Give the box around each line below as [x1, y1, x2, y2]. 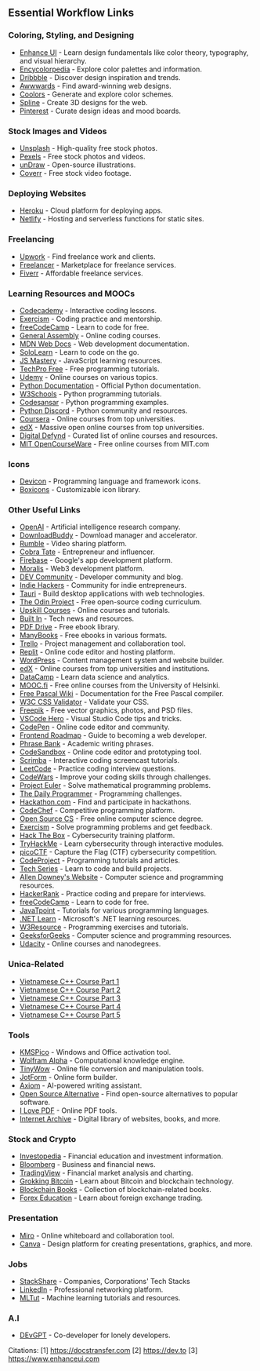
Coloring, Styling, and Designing [8, 30, 135, 41]
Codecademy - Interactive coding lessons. [19, 305, 157, 315]
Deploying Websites [8, 188, 87, 199]
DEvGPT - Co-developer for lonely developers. [19, 1330, 171, 1340]
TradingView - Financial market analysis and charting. [19, 1169, 193, 1178]
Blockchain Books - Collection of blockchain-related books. [19, 1185, 211, 1194]
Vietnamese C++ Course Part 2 [19, 985, 121, 994]
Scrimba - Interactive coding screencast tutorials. [19, 756, 180, 765]
